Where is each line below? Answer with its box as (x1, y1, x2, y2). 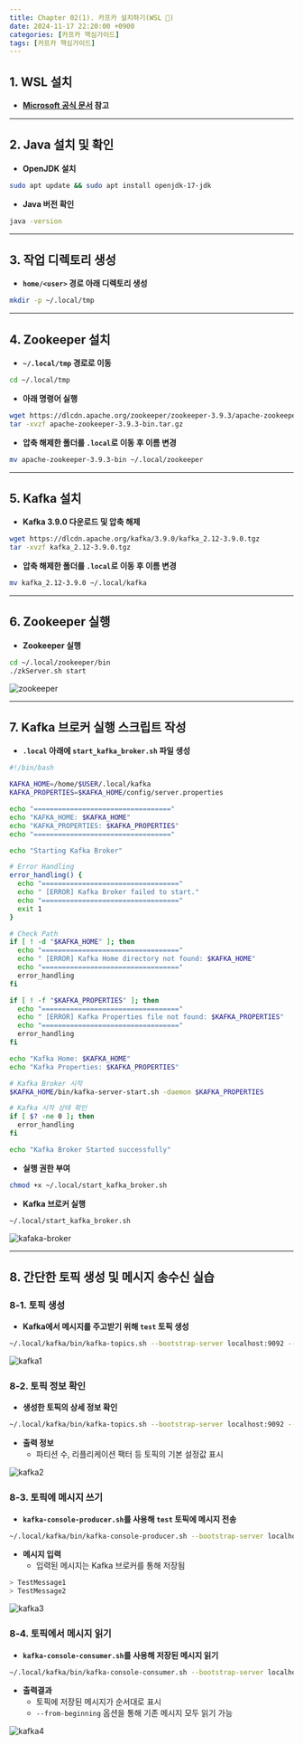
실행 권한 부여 (22, 1163, 70, 1174)
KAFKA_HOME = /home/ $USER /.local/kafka (9, 779, 151, 789)
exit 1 (17, 904, 42, 913)
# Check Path (9, 929, 59, 939)
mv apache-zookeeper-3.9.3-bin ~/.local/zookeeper (9, 455, 204, 464)
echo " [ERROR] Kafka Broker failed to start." (17, 888, 200, 897)
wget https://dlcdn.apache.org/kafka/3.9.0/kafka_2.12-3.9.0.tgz (9, 534, 260, 543)
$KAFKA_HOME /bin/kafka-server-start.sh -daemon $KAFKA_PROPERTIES (9, 1087, 264, 1097)
